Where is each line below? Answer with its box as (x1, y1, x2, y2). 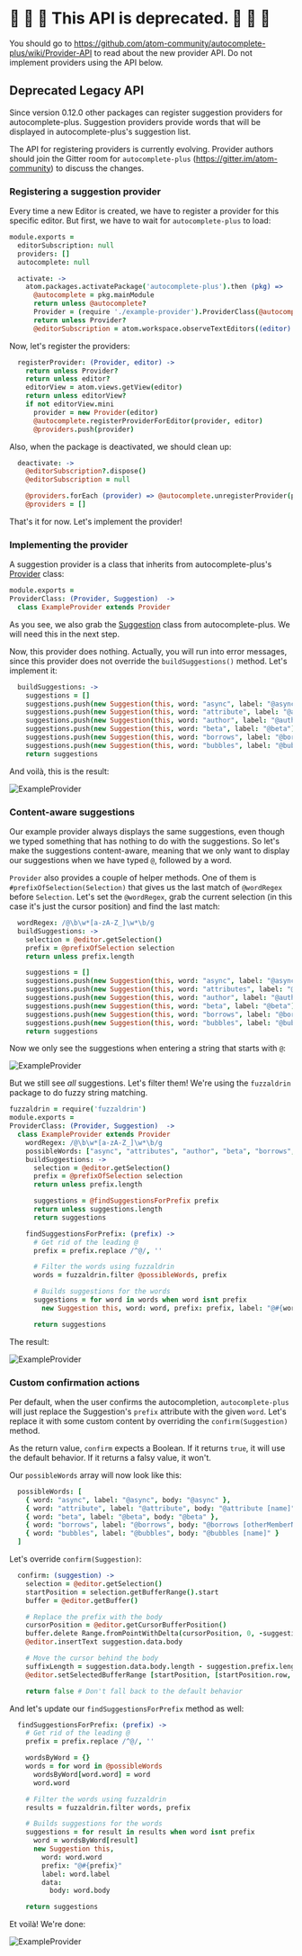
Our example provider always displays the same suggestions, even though (9, 826, 285, 837)
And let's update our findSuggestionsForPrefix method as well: (9, 1703, 244, 1714)
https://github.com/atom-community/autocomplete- (73, 38, 266, 49)
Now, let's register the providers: (9, 340, 130, 351)
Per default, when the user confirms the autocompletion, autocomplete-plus (9, 1396, 289, 1407)
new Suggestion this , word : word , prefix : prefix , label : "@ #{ (41, 1303, 283, 1312)
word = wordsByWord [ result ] (32, 1836, 139, 1845)
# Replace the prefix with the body (25, 1612, 164, 1621)
